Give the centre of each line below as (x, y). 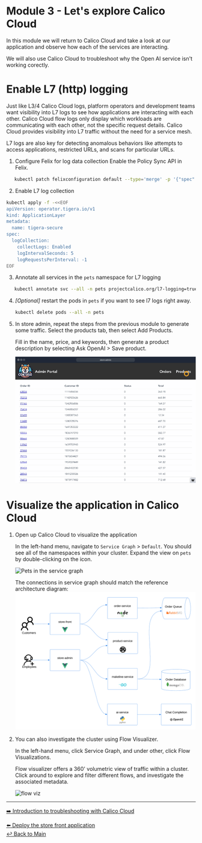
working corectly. (28, 65)
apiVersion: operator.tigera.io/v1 (51, 209)
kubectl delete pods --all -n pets (60, 313)
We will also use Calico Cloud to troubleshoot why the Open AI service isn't (99, 58)
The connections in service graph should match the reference (91, 583)
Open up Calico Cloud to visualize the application (76, 535)
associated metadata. (42, 781)
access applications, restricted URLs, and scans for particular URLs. (90, 149)
